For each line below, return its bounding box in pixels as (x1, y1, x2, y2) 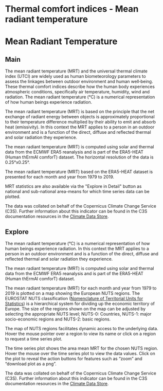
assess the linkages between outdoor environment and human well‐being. (5, 79, 153, 85)
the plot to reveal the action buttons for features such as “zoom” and (5, 356, 143, 361)
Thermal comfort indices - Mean (5, 3, 139, 15)
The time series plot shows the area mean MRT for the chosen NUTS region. (5, 345, 158, 351)
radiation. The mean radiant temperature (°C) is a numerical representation (5, 94, 155, 100)
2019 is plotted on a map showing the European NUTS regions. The (5, 290, 140, 296)
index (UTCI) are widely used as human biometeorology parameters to (5, 73, 146, 79)
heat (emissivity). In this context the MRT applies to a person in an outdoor (5, 124, 155, 130)
